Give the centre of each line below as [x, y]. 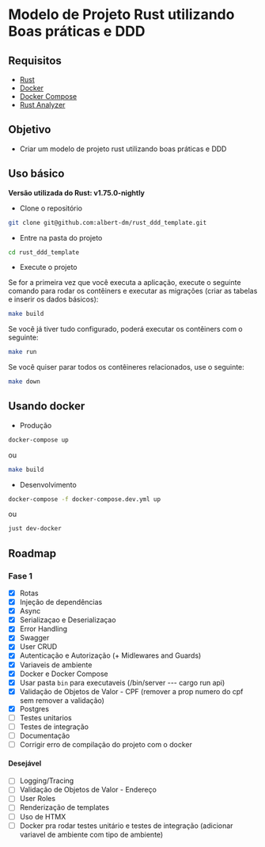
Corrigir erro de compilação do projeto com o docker [106, 744]
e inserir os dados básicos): [53, 299]
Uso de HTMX [43, 816]
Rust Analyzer [42, 105]
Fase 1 [21, 575]
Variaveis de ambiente [56, 665]
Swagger [34, 638]
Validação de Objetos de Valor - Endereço [88, 790]
